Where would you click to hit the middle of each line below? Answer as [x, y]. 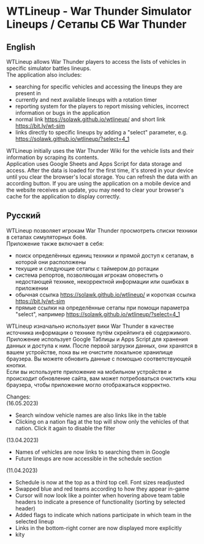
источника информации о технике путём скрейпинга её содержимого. [99, 332]
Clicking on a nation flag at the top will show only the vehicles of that [102, 421]
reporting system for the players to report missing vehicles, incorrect [102, 106]
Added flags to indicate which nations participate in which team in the [103, 515]
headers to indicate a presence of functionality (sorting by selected [100, 502]
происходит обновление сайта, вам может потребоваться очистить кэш [101, 378]
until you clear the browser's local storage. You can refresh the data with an [102, 177]
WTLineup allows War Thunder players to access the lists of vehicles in [96, 62]
